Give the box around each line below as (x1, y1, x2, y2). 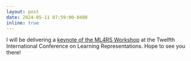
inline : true (6, 20, 39, 26)
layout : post (6, 8, 39, 15)
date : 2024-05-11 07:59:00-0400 (6, 14, 88, 20)
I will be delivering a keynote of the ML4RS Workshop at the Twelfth (6, 36, 175, 44)
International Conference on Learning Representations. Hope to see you (6, 42, 186, 50)
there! (6, 49, 21, 56)
